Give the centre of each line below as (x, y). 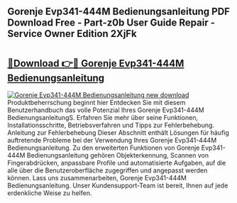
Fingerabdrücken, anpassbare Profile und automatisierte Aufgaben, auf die (117, 163)
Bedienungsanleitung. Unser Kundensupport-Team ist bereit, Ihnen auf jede (118, 185)
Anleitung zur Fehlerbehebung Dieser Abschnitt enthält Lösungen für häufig (118, 133)
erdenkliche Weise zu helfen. (50, 193)
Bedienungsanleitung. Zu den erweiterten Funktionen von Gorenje (104, 148)
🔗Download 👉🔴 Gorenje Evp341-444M (96, 63)
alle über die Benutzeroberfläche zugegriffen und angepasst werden (108, 170)
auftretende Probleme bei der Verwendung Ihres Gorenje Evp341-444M (112, 140)
